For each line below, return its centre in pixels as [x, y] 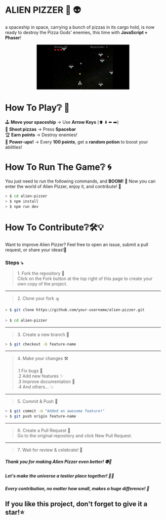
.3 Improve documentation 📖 [46, 381]
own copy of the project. [42, 284]
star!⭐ [15, 512]
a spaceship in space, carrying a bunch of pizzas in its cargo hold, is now [80, 27]
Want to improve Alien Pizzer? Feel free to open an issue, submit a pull [77, 244]
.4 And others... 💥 [36, 387]
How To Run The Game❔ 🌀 [58, 167]
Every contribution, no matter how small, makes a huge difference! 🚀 [77, 488]
